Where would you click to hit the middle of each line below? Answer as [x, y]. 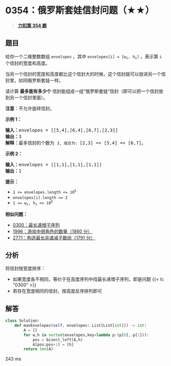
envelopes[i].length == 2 [40, 198]
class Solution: [22, 321]
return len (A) [38, 349]
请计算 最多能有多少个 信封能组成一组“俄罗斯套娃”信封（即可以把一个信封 [82, 91]
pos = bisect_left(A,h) [58, 339]
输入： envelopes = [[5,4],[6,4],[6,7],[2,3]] [62, 130]
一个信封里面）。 [31, 98]
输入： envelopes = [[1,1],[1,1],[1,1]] [54, 165]
